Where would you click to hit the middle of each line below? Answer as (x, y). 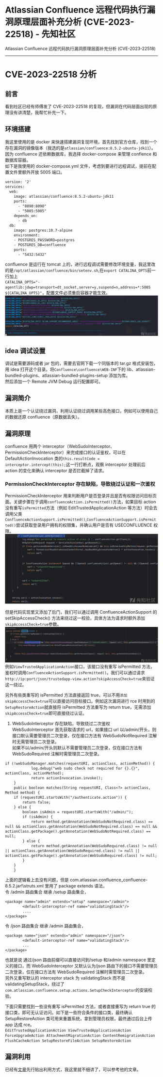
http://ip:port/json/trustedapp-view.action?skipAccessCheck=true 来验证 (80, 679)
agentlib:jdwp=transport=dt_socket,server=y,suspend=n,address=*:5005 (78, 287)
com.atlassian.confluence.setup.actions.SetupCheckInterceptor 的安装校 (79, 990)
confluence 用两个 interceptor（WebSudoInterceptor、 (60, 446)
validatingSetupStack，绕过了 (35, 984)
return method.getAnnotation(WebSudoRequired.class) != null (94, 846)
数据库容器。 (18, 160)
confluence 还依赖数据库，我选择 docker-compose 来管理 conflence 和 (86, 154)
